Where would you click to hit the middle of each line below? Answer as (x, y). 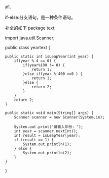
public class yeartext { (28, 47)
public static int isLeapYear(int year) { (49, 57)
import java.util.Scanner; (30, 38)
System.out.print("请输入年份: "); (49, 127)
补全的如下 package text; (30, 28)
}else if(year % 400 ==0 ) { (53, 74)
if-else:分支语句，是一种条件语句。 (40, 17)
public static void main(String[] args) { (49, 113)
